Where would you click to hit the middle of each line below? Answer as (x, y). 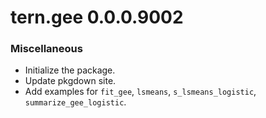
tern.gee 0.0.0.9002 (97, 17)
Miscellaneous (46, 49)
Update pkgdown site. (70, 81)
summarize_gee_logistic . (75, 102)
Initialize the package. (70, 70)
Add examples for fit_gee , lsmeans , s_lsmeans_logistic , (140, 92)
